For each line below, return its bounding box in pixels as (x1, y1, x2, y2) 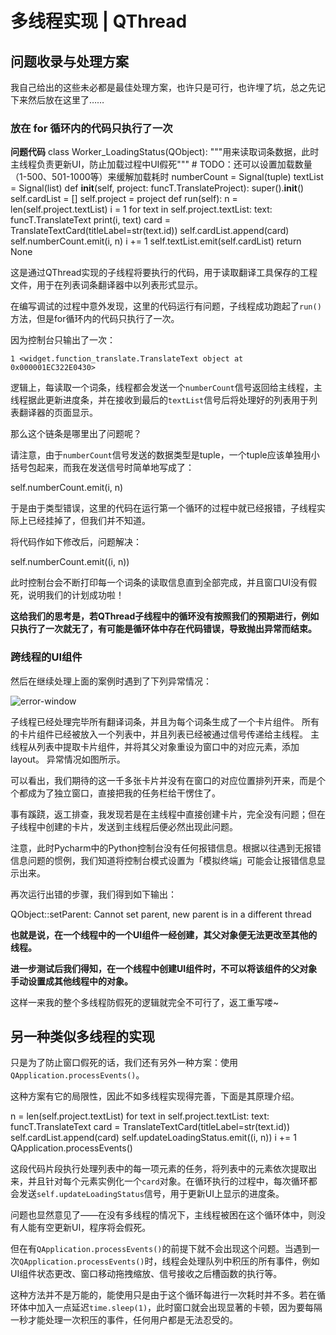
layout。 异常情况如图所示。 (10, 753, 126, 765)
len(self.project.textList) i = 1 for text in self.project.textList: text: (10, 203, 273, 216)
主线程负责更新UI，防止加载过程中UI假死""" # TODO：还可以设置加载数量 (10, 158, 313, 171)
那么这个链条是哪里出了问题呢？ (10, 428, 142, 440)
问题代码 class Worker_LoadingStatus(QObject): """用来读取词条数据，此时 (10, 146, 320, 158)
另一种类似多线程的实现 (10, 1028, 155, 1045)
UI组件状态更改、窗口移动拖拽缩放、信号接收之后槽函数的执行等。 (10, 1268, 283, 1280)
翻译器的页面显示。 (18, 407, 98, 419)
